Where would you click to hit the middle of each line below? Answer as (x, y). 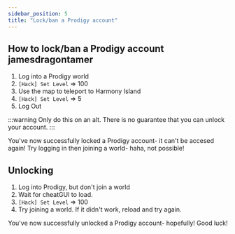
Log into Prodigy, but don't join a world (74, 187)
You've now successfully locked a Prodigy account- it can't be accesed (111, 141)
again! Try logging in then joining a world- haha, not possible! (96, 149)
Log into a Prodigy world (54, 76)
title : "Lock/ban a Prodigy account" (63, 20)
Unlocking (31, 170)
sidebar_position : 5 (38, 14)
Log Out (30, 106)
